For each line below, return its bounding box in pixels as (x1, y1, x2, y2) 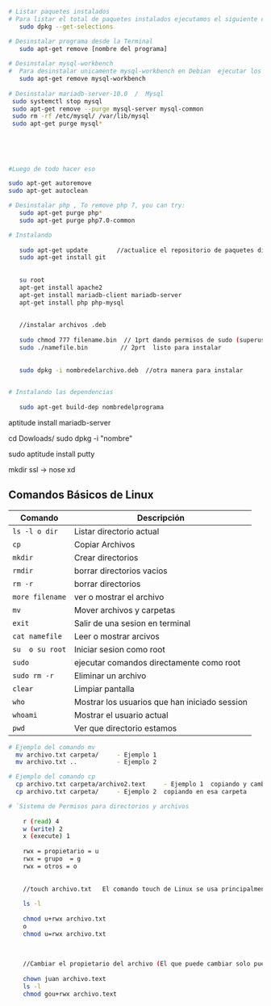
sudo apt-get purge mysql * (11, 119, 103, 128)
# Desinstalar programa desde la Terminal (8, 37, 153, 45)
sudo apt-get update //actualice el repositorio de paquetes (19, 246, 254, 254)
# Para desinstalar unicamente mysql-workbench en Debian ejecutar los (8, 67, 262, 76)
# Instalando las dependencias (8, 388, 114, 396)
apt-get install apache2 (19, 283, 103, 291)
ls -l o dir (12, 526, 59, 536)
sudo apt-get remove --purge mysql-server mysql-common (11, 105, 204, 113)
